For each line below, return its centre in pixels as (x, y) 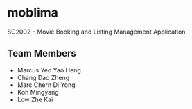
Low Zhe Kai (35, 99)
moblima (33, 13)
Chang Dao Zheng (43, 77)
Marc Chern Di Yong (46, 85)
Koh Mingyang (38, 92)
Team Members (42, 53)
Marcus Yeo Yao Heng (49, 70)
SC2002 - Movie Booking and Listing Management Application (96, 32)
